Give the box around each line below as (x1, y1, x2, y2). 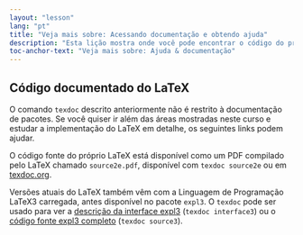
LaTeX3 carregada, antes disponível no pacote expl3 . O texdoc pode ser (9, 195, 277, 207)
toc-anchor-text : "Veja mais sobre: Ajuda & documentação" (9, 47, 236, 56)
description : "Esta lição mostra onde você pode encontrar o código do (9, 38, 284, 48)
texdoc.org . (9, 168, 52, 180)
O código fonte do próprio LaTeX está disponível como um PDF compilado (9, 149, 285, 160)
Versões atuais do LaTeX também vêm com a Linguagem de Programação (9, 186, 284, 197)
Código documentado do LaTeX (9, 80, 190, 95)
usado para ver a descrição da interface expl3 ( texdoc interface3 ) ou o (9, 205, 277, 216)
